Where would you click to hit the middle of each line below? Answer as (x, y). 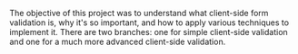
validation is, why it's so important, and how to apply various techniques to (149, 22)
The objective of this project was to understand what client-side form (139, 13)
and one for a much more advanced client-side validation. (118, 41)
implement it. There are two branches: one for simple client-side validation (149, 32)
